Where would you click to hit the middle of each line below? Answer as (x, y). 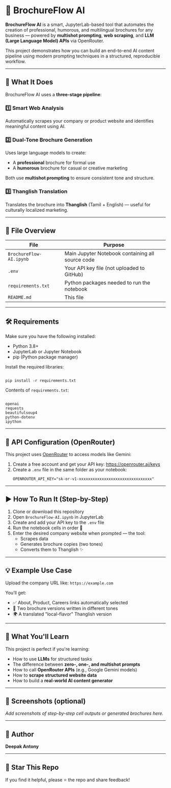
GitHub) (74, 274)
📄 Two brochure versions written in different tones (65, 608)
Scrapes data (34, 539)
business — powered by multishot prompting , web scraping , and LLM (80, 35)
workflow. (16, 61)
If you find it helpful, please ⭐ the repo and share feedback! (68, 780)
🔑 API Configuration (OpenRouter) (60, 442)
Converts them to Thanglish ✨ (52, 549)
